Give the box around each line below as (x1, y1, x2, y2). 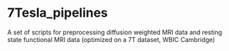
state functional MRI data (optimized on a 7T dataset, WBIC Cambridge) (7, 35, 216, 43)
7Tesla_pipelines (7, 5, 108, 21)
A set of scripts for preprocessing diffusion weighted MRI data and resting (7, 28, 223, 36)
